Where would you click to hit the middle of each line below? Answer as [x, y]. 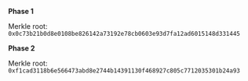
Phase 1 [21, 11]
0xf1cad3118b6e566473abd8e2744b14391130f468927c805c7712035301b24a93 [124, 71]
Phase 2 [22, 48]
